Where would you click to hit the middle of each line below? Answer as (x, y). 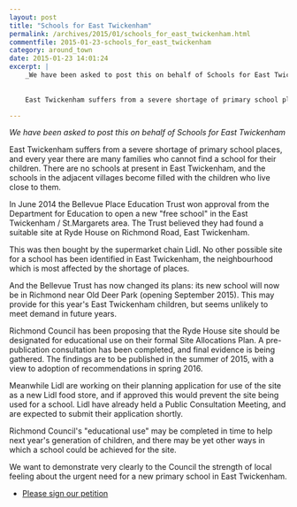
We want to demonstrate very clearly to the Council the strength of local (141, 467)
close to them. (35, 188)
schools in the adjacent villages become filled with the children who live (140, 178)
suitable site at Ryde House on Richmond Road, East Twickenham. (129, 233)
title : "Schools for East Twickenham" (80, 26)
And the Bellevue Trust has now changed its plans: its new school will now (145, 286)
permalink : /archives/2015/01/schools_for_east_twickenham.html (130, 34)
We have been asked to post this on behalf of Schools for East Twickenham (147, 133)
